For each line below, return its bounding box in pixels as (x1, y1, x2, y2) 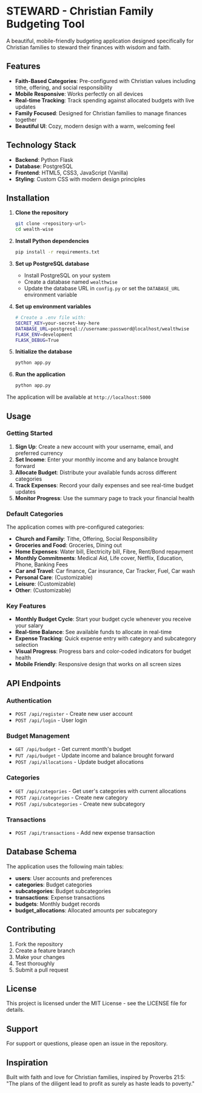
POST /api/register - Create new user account (15, 710, 133, 718)
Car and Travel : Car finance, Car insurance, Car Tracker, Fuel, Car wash (15, 567, 195, 575)
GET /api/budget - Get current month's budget (15, 746, 132, 753)
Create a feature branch (15, 947, 75, 954)
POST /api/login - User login (15, 717, 87, 724)
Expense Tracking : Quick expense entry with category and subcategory (15, 635, 197, 642)
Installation (6, 193, 50, 203)
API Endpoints (6, 678, 61, 689)
